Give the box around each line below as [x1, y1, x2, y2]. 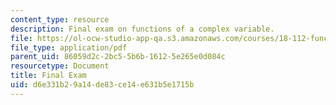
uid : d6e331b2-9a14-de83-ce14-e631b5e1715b [10, 80, 195, 90]
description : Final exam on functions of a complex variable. [10, 24, 275, 34]
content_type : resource [10, 14, 110, 25]
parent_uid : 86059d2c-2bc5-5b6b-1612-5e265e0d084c [10, 52, 226, 62]
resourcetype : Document [10, 61, 110, 71]
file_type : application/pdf [10, 42, 128, 53]
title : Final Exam [10, 71, 87, 81]
